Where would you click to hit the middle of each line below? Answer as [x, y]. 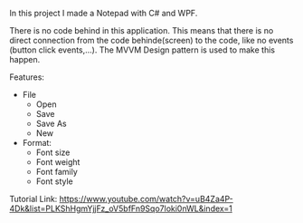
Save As [51, 123]
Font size [53, 152]
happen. [25, 59]
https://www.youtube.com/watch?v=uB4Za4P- [146, 199]
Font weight [58, 162]
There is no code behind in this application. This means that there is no [142, 30]
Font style [55, 181]
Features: [27, 77]
